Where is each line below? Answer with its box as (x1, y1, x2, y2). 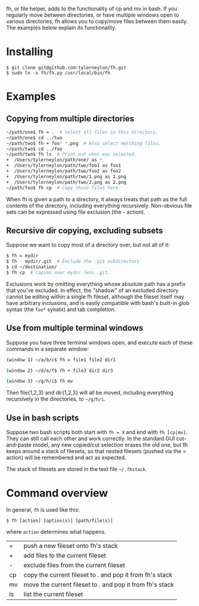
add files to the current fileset (23, 552, 106, 560)
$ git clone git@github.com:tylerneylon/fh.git (6, 64, 127, 70)
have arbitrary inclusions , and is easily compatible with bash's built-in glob (6, 299, 189, 306)
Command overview (6, 487, 108, 500)
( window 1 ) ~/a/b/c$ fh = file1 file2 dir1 (6, 356, 116, 363)
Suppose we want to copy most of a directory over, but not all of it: (6, 241, 170, 248)
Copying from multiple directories (6, 113, 135, 124)
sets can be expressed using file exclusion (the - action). (6, 208, 146, 216)
